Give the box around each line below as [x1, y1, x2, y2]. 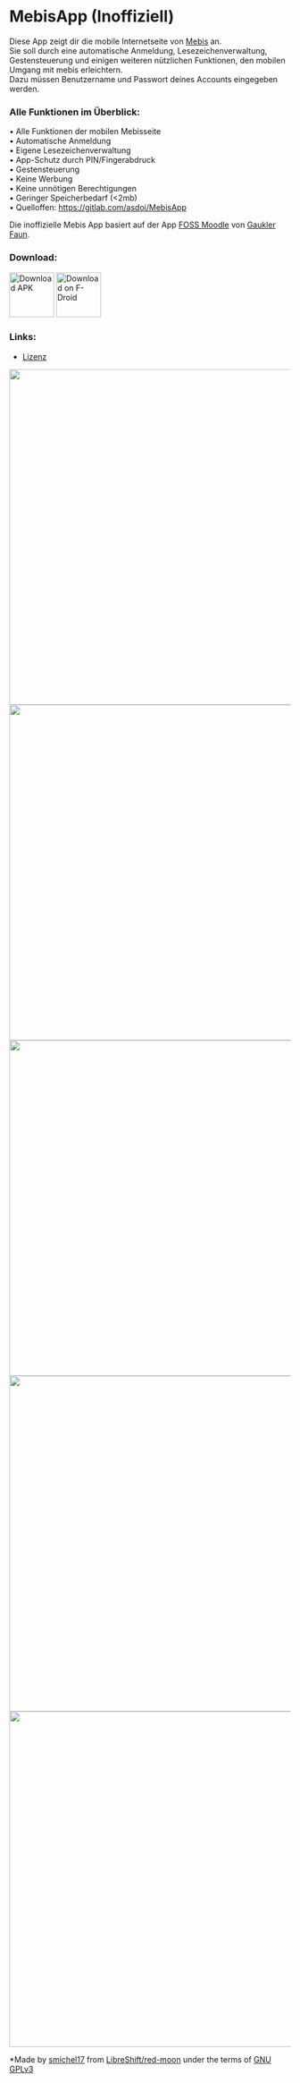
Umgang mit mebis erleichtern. [9, 64, 123, 75]
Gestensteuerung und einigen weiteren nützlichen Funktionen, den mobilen [9, 55, 286, 65]
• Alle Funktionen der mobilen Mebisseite [9, 126, 162, 137]
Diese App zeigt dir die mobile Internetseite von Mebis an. [9, 36, 222, 47]
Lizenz [21, 351, 47, 361]
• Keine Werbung [9, 174, 73, 184]
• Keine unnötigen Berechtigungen [9, 183, 137, 194]
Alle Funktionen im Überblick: [9, 106, 140, 118]
